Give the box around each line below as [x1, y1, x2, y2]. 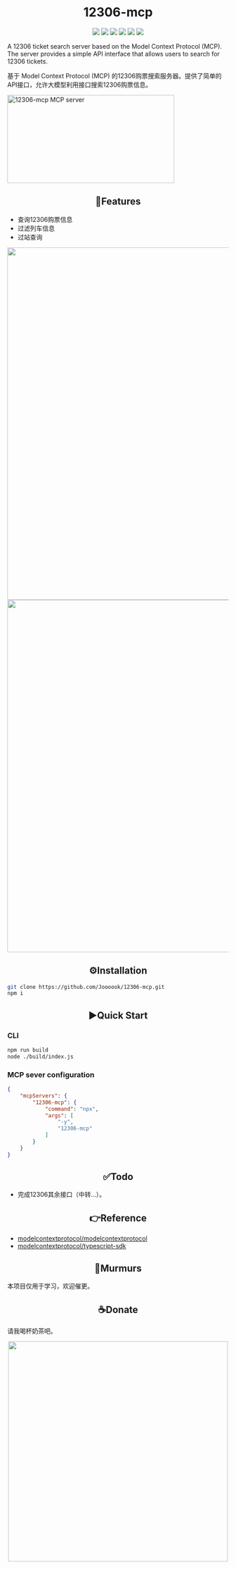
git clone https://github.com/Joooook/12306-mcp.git [7, 983, 165, 990]
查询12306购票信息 [17, 215, 73, 223]
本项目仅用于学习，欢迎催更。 [7, 1282, 93, 1291]
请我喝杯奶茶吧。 [7, 1327, 57, 1335]
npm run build [7, 1047, 49, 1054]
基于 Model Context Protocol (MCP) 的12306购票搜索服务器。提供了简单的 [7, 71, 222, 80]
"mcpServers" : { [20, 1092, 68, 1100]
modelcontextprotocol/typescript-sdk [17, 1242, 126, 1250]
